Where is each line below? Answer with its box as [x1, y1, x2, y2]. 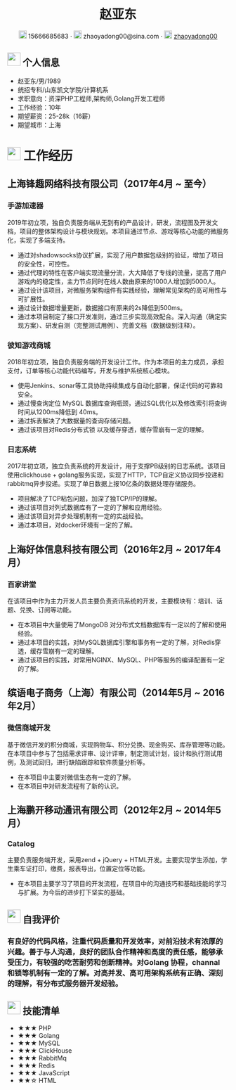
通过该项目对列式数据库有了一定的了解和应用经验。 [17, 504, 166, 512]
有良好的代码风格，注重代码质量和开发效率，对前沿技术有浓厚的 [7, 936, 223, 946]
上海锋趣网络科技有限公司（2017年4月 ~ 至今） [7, 178, 212, 190]
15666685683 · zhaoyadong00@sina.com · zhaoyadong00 [27, 32, 218, 40]
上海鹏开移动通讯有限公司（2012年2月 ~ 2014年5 [7, 804, 221, 816]
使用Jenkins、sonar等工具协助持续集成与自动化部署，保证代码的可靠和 [17, 381, 223, 390]
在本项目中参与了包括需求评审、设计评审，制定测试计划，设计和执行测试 [7, 749, 216, 757]
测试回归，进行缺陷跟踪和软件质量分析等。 [25, 757, 149, 767]
